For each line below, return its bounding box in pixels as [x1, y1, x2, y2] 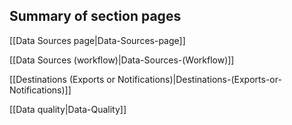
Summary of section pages [9, 8, 182, 25]
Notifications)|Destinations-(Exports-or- [117, 73, 282, 85]
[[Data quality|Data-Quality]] [9, 103, 127, 115]
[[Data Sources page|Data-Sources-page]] [9, 34, 186, 46]
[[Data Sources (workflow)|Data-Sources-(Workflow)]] [9, 54, 235, 66]
